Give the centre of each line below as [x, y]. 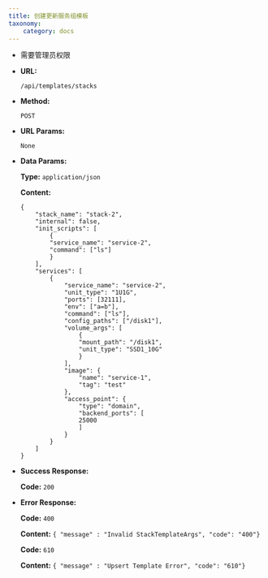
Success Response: [54, 471]
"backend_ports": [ [111, 414]
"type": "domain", [110, 407]
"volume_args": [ [93, 328]
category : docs [49, 31]
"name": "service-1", [115, 378]
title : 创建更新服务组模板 [49, 16]
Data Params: [43, 161]
